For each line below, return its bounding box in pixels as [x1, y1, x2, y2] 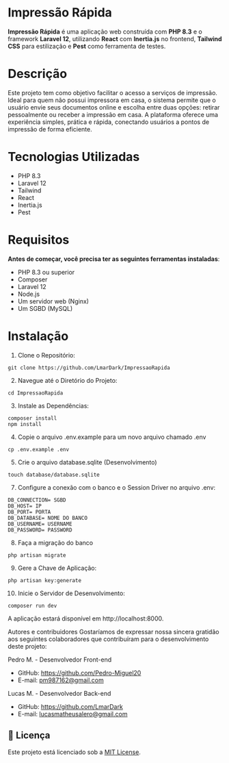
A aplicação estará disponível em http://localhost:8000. [8, 614, 164, 623]
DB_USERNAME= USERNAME [8, 521, 72, 527]
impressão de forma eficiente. [8, 125, 92, 133]
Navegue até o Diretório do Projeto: [17, 376, 118, 384]
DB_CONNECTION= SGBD [8, 497, 67, 503]
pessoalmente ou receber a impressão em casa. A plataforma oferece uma [8, 110, 218, 118]
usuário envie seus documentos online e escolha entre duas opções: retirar [8, 103, 220, 111]
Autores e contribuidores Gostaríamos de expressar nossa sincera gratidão [8, 627, 219, 636]
